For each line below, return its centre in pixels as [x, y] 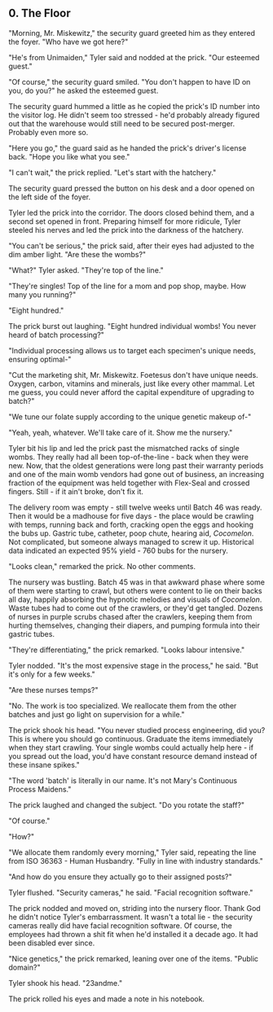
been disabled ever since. [52, 943]
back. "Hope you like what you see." [69, 156]
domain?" [24, 967]
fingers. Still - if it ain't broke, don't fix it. [76, 491]
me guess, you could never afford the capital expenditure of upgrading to [132, 392]
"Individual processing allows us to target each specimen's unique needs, [132, 350]
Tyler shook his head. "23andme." [66, 983]
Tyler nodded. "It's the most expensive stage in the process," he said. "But [133, 665]
